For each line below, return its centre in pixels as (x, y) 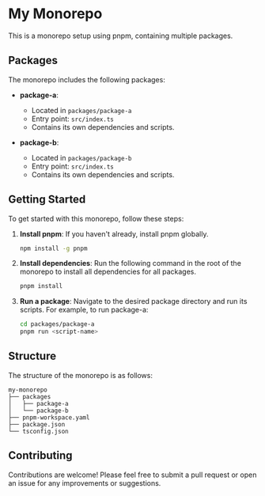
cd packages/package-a (57, 324)
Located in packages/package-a (81, 110)
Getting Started (47, 200)
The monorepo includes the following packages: (87, 79)
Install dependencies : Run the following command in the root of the (130, 263)
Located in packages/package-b (81, 157)
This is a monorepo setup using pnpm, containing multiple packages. (121, 36)
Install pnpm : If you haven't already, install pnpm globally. (114, 233)
